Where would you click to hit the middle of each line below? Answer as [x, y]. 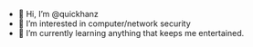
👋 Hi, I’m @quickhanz [58, 14]
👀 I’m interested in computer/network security [105, 23]
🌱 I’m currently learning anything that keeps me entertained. [131, 33]
